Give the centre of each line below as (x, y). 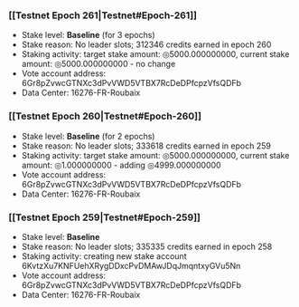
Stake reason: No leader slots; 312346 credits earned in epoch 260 (146, 44)
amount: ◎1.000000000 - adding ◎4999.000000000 (121, 165)
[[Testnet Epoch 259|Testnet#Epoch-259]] (104, 217)
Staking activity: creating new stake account (104, 256)
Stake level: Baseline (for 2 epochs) (88, 136)
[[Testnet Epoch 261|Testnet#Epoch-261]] (103, 15)
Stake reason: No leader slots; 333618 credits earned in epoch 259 (146, 146)
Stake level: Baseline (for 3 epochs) (88, 35)
